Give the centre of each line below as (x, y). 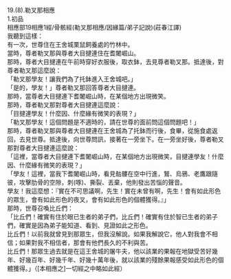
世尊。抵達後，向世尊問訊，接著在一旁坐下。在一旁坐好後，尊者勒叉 (127, 139)
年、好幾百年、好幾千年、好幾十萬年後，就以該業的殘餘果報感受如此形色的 (112, 260)
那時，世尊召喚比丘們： (40, 208)
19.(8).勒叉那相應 (31, 10)
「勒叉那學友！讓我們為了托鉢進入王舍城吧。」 (72, 79)
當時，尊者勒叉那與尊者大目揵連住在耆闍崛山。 (73, 53)
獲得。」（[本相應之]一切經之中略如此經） (69, 268)
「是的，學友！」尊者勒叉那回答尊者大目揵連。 (73, 87)
